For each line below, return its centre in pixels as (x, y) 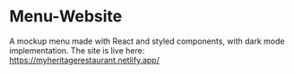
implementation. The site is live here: (77, 50)
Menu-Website (66, 16)
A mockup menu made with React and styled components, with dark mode (147, 41)
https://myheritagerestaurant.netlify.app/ (84, 60)
